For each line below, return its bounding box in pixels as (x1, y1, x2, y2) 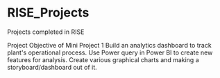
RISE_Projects (7, 5, 90, 21)
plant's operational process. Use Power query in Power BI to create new (7, 48, 213, 57)
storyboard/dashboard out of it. (7, 63, 97, 71)
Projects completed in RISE (7, 28, 85, 36)
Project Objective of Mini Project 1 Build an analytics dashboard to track (7, 41, 212, 49)
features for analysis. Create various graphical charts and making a (7, 55, 199, 64)
